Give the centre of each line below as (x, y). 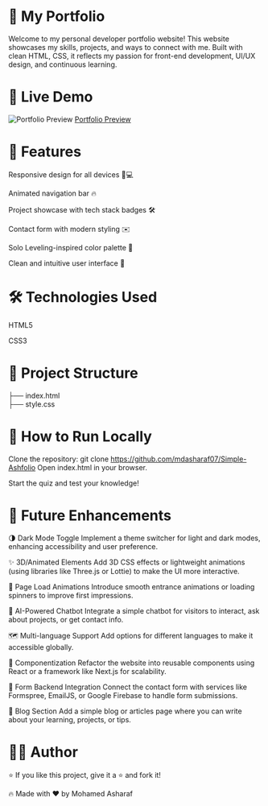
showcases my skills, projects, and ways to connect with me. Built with (126, 47)
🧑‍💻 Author (43, 752)
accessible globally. (41, 647)
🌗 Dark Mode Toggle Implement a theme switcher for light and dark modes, (134, 538)
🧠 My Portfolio (57, 17)
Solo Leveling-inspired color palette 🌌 (71, 247)
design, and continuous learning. (63, 64)
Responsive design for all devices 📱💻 (71, 174)
